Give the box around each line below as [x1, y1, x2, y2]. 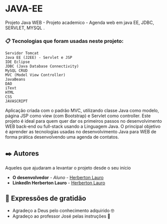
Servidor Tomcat [5, 51, 39, 56]
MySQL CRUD [5, 68, 28, 73]
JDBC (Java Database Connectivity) [5, 64, 79, 69]
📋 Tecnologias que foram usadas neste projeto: [5, 37, 124, 44]
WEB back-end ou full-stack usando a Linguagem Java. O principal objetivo [5, 123, 161, 130]
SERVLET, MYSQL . [5, 24, 45, 30]
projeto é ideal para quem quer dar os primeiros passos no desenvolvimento [5, 118, 162, 124]
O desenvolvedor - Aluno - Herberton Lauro [12, 175, 104, 181]
